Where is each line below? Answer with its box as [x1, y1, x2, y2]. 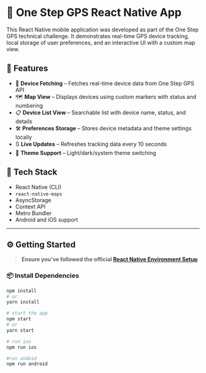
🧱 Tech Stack [6, 167, 58, 178]
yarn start [6, 327, 34, 334]
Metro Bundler [15, 209, 52, 217]
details [15, 117, 32, 125]
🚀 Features [6, 63, 48, 74]
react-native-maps [15, 190, 63, 197]
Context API [15, 203, 46, 210]
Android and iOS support [15, 216, 78, 223]
